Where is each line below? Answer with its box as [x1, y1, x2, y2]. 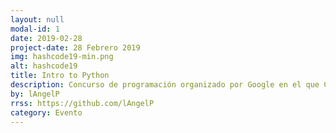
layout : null [10, 14, 65, 25]
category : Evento [10, 107, 83, 118]
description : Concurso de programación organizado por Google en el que [10, 80, 320, 90]
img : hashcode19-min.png [10, 52, 114, 62]
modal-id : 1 [10, 24, 60, 34]
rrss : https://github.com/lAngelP [10, 98, 155, 108]
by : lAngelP [10, 89, 60, 99]
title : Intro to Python [10, 71, 110, 81]
